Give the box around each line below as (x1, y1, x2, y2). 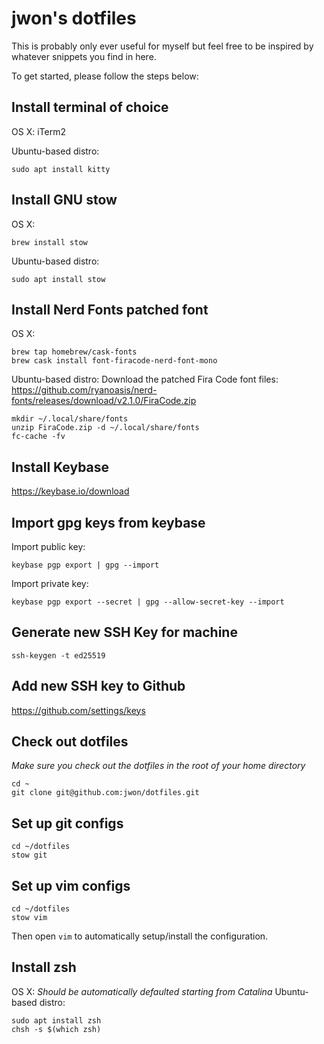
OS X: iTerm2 (11, 125, 66, 137)
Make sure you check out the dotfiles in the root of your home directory (11, 760, 306, 772)
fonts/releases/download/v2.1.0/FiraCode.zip (11, 395, 197, 407)
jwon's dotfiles (11, 7, 137, 30)
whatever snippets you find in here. (11, 50, 157, 62)
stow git (11, 850, 48, 861)
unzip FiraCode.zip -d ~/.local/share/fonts (11, 423, 200, 433)
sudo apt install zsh (11, 1015, 102, 1026)
